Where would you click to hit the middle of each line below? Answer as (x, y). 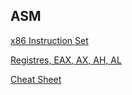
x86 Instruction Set (49, 40)
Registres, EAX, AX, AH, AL (66, 60)
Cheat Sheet (36, 79)
